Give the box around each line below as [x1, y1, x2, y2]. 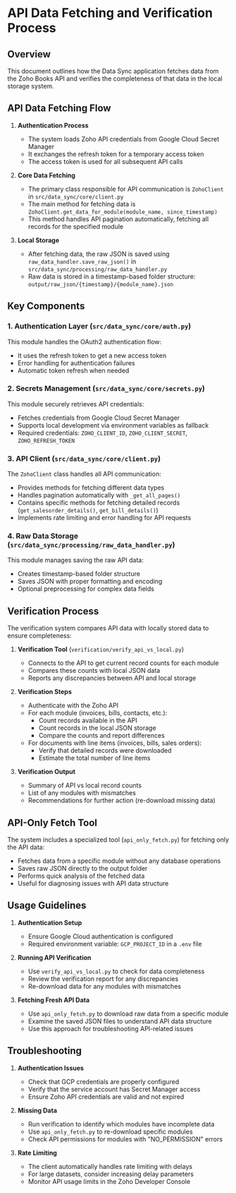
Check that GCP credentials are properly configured [27, 1077, 180, 1086]
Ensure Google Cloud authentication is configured [27, 932, 173, 941]
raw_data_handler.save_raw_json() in [27, 257, 137, 266]
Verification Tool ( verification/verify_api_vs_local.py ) [17, 645, 185, 654]
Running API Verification [17, 953, 92, 962]
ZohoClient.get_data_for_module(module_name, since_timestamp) [27, 208, 218, 216]
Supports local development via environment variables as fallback [17, 421, 209, 429]
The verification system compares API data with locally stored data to [7, 624, 209, 633]
